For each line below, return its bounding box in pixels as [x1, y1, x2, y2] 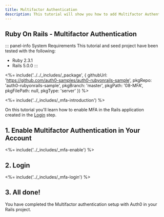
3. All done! [5, 188, 41, 196]
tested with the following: [5, 48, 56, 54]
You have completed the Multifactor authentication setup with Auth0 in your [5, 201, 158, 207]
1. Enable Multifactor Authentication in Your [5, 126, 141, 135]
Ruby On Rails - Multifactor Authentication [5, 30, 137, 38]
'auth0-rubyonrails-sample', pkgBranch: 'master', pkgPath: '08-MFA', [5, 83, 143, 89]
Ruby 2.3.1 [12, 57, 33, 64]
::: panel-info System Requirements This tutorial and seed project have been [5, 43, 159, 49]
